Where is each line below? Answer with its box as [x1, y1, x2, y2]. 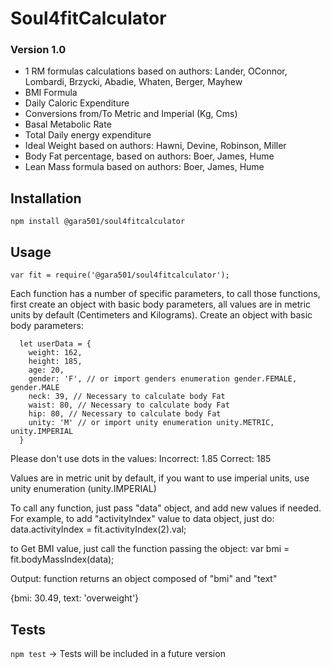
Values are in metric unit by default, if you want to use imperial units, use [10, 472, 310, 484]
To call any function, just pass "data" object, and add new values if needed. [10, 502, 322, 514]
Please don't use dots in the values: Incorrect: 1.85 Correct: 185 [10, 453, 272, 465]
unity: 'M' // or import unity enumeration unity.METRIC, [28, 418, 275, 428]
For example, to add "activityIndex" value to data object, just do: [10, 513, 275, 525]
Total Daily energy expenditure [24, 129, 152, 141]
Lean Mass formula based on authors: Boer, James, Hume [24, 161, 265, 173]
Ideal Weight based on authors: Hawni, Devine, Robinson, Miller [24, 140, 287, 152]
